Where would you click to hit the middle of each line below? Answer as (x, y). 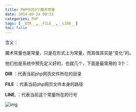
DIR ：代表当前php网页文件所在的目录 (43, 74)
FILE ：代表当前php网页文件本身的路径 (44, 84)
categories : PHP (22, 19)
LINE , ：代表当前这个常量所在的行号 (41, 95)
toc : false (16, 28)
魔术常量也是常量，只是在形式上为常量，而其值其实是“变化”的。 (69, 53)
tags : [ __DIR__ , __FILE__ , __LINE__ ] (41, 23)
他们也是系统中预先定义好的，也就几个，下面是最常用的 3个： (67, 63)
